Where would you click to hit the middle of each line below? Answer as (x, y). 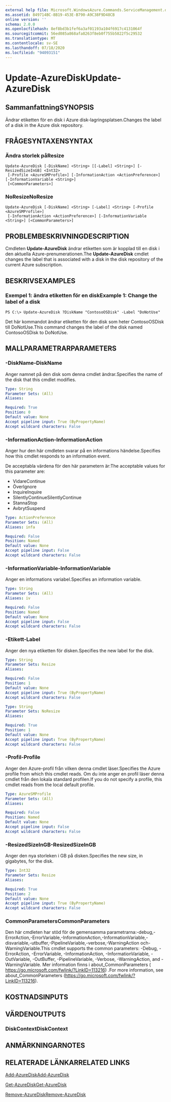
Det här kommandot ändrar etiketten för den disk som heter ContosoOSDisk (85, 321)
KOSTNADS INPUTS (37, 997)
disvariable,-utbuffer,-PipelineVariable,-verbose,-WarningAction (72, 943)
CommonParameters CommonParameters (58, 921)
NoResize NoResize (29, 197)
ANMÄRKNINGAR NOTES (45, 1045)
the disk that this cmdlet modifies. (41, 380)
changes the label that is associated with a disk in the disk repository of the (84, 259)
